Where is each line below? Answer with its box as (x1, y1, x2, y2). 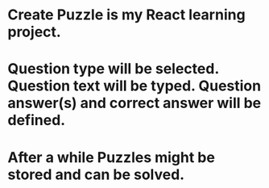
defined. (7, 111, 66, 130)
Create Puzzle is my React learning (7, 6, 246, 24)
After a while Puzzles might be (7, 148, 215, 166)
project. (7, 23, 61, 41)
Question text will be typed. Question (7, 77, 262, 95)
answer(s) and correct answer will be (7, 94, 262, 112)
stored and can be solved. (7, 165, 185, 183)
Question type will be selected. (7, 60, 219, 78)
